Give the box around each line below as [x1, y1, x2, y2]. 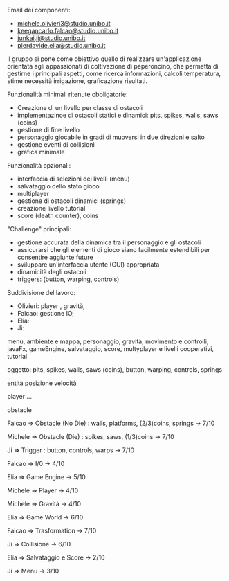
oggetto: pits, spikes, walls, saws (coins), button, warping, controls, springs [7, 366, 223, 373]
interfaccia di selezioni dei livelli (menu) [17, 175, 130, 183]
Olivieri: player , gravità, [17, 302, 85, 310]
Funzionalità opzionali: [7, 161, 71, 169]
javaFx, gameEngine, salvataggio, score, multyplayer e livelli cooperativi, [7, 345, 214, 352]
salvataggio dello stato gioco [17, 182, 100, 190]
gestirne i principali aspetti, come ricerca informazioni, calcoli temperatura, [7, 69, 221, 78]
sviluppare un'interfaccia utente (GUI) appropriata [17, 260, 160, 269]
